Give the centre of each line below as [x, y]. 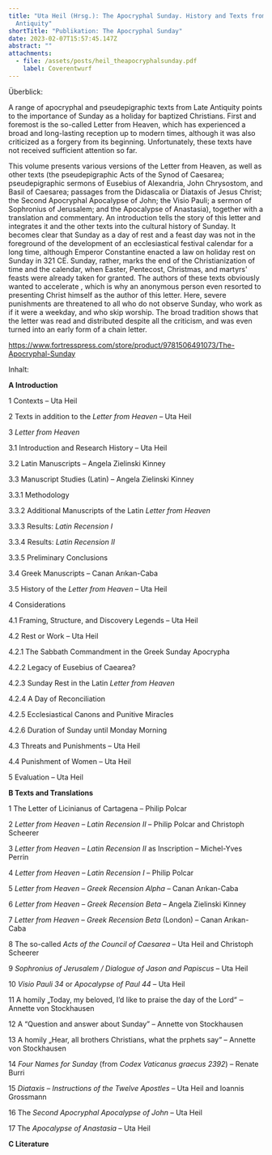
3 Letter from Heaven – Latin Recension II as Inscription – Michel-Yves [125, 848]
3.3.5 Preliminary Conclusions [58, 557]
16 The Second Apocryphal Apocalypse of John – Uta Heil [105, 1112]
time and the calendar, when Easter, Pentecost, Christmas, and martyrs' [128, 269]
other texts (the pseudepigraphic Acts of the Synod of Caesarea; [117, 174]
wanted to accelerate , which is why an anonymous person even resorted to [135, 286]
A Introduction [33, 384]
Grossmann [28, 1097]
